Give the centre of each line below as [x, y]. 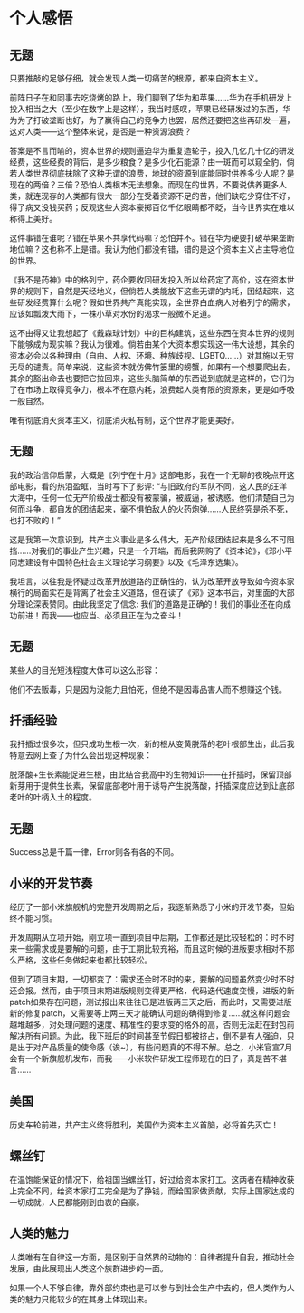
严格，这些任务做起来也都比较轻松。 [84, 960]
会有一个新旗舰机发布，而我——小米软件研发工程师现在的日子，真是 [136, 1059]
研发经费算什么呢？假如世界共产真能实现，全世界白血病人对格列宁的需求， [156, 302]
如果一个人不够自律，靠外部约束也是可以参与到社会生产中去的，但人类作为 [148, 1288]
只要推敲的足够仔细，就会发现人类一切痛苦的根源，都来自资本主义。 [136, 78]
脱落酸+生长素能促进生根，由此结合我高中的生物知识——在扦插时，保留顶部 [151, 774]
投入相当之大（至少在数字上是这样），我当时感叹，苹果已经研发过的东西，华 [150, 109]
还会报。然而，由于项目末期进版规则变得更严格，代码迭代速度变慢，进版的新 [152, 991]
